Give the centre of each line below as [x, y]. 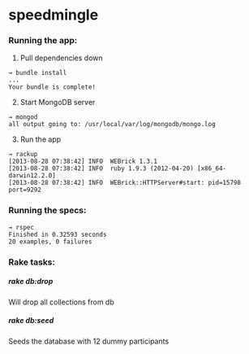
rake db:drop [31, 282]
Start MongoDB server [58, 103]
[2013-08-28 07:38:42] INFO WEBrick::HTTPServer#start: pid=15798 [125, 183]
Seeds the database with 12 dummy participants [89, 341]
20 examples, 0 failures [50, 242]
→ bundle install [38, 73]
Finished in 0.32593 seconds [58, 234]
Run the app [41, 139]
